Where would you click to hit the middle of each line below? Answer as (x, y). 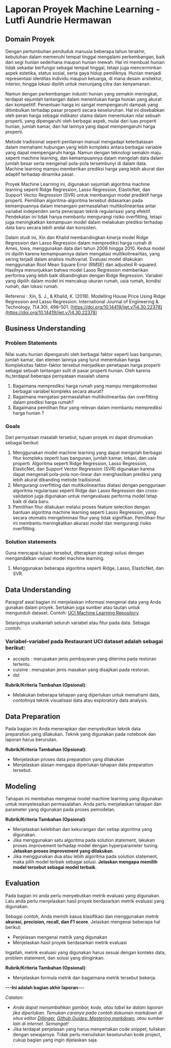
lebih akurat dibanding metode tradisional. (57, 480)
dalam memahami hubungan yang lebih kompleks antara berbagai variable (84, 147)
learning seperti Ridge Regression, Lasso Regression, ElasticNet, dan (78, 189)
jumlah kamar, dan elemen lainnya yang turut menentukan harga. (73, 360)
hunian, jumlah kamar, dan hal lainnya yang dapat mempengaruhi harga (80, 126)
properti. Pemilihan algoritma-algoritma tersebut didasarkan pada (74, 200)
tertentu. (22, 664)
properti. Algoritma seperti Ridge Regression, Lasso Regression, (80, 463)
